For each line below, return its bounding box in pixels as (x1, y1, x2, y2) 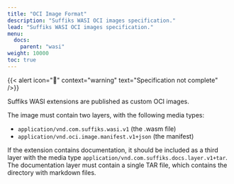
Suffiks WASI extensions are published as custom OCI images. (7, 97, 189, 105)
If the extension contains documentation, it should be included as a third (7, 146, 218, 154)
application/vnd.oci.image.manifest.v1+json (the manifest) (17, 132, 194, 140)
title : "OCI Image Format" (7, 10, 87, 18)
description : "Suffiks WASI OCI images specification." (7, 17, 176, 24)
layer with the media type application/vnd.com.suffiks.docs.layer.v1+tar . (7, 153, 228, 161)
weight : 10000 (7, 50, 50, 57)
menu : (7, 30, 23, 38)
